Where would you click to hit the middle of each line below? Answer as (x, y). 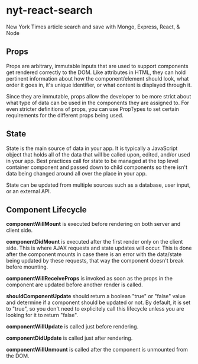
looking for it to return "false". (42, 315)
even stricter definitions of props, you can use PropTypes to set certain (92, 109)
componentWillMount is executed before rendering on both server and (93, 224)
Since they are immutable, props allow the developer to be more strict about (99, 96)
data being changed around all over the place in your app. (77, 173)
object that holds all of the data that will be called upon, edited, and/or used (98, 154)
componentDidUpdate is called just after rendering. (69, 338)
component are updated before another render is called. (74, 285)
